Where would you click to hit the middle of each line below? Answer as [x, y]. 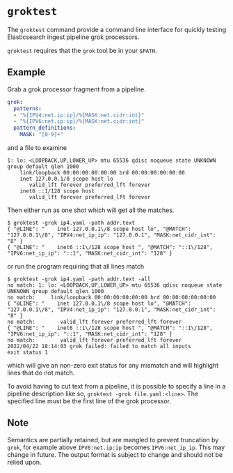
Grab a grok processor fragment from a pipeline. [77, 89]
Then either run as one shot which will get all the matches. [91, 210]
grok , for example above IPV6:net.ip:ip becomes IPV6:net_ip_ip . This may [116, 447]
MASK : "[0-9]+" [42, 135]
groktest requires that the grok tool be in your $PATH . [82, 50]
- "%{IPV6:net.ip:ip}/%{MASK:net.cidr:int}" [79, 121]
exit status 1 [28, 352]
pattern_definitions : [45, 128]
